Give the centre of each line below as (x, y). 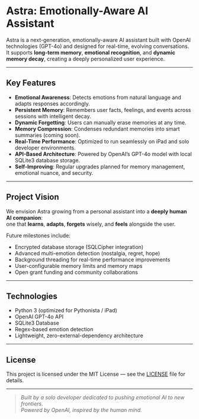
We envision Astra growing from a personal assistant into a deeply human (97, 211)
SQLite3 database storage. (47, 160)
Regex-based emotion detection (54, 330)
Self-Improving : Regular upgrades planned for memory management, (100, 167)
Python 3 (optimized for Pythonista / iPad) (66, 311)
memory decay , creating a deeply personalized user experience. (86, 59)
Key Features (31, 83)
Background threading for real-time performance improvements (92, 260)
